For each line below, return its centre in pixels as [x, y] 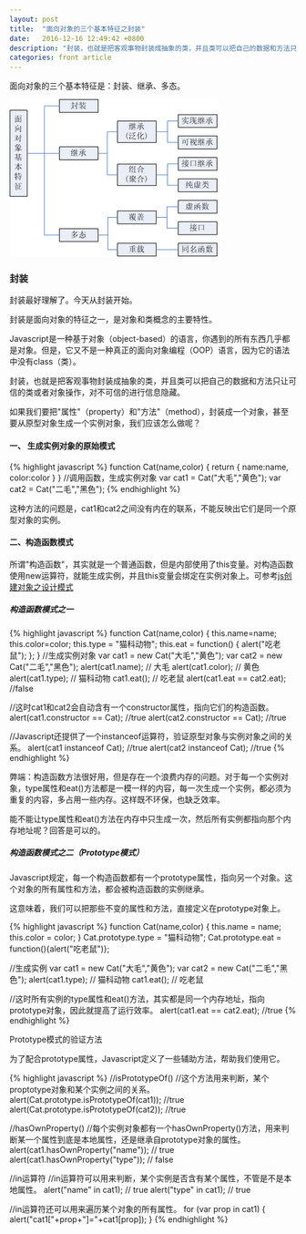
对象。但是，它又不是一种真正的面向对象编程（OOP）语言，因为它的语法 [153, 350]
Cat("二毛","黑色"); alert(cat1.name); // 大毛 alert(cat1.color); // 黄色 [134, 666]
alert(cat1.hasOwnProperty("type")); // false [92, 1159]
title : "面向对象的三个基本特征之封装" [77, 29]
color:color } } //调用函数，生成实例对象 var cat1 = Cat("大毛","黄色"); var [145, 478]
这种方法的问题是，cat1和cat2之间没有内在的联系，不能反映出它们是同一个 [149, 508]
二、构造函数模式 [41, 542]
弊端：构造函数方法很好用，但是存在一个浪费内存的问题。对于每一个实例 [145, 776]
